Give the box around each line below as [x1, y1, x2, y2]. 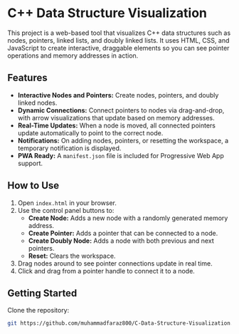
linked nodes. [17, 98, 58, 107]
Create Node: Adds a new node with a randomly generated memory [28, 214, 228, 222]
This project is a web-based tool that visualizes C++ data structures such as [7, 28, 231, 37]
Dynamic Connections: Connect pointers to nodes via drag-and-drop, [17, 105, 225, 115]
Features [7, 72, 48, 84]
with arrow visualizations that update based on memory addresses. [17, 113, 215, 122]
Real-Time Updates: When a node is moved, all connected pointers [17, 121, 216, 130]
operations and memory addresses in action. [7, 51, 139, 60]
